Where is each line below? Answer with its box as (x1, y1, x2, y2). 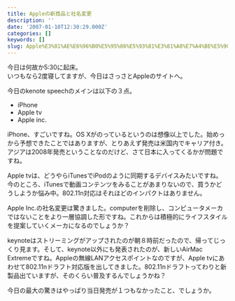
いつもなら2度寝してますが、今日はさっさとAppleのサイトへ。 (7, 72, 187, 80)
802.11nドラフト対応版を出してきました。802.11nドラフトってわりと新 (25, 262, 227, 271)
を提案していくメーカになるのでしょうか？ (7, 222, 130, 229)
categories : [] (7, 29, 52, 37)
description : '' (7, 17, 55, 24)
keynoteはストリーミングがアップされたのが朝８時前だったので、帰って (7, 236, 214, 244)
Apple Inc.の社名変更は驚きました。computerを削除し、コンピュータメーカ (7, 204, 224, 212)
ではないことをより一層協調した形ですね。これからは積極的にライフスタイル (7, 213, 228, 221)
